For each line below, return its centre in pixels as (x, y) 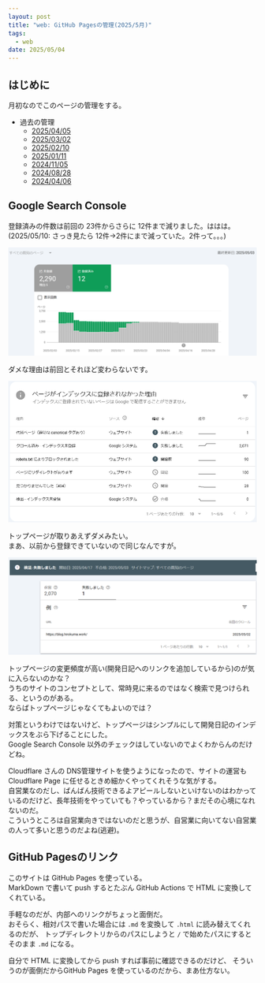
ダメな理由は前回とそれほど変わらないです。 (80, 370)
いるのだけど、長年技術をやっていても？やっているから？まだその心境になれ (132, 800)
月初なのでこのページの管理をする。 (67, 105)
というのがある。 (49, 698)
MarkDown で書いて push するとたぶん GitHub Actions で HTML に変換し (127, 888)
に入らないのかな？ (39, 678)
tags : (17, 33)
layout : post (30, 17)
